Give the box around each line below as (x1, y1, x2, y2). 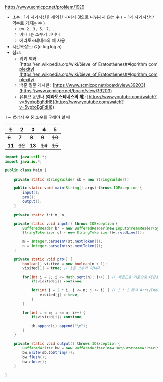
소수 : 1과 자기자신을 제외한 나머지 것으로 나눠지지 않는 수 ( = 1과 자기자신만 (12, 14, 154, 20)
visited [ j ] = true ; (39, 292, 79, 298)
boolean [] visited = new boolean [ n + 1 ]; (22, 261, 108, 266)
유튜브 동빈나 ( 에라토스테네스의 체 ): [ (19, 94, 89, 99)
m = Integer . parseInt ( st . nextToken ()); (22, 239, 103, 244)
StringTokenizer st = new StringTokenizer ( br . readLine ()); (22, 230, 145, 235)
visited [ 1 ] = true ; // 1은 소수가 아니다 (22, 266, 100, 271)
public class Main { (5, 167, 47, 173)
